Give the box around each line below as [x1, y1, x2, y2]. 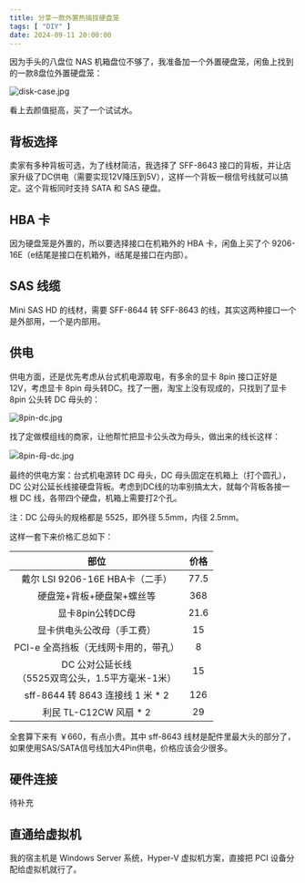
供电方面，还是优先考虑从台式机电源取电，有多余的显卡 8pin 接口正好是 [9, 371, 278, 382]
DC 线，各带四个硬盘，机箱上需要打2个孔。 [19, 492, 182, 503]
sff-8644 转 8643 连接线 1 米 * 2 [24, 689, 170, 702]
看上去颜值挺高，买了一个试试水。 [9, 105, 137, 116]
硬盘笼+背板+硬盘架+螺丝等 [37, 590, 157, 602]
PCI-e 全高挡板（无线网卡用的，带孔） [14, 641, 180, 653]
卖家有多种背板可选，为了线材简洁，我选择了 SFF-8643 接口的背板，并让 [9, 160, 284, 171]
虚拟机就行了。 [25, 864, 82, 875]
